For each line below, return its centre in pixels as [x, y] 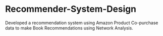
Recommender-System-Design [71, 9]
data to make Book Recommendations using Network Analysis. [69, 28]
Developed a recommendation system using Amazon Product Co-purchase [82, 23]
